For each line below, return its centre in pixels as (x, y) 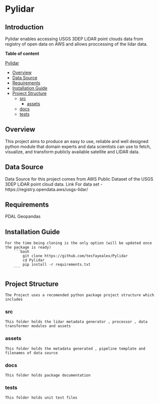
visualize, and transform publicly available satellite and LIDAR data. (72, 152)
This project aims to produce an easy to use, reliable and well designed (77, 141)
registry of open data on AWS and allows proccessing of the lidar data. (76, 44)
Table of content (22, 53)
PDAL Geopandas (23, 216)
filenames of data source (31, 353)
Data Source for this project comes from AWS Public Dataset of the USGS (79, 179)
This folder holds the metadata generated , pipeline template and (75, 349)
